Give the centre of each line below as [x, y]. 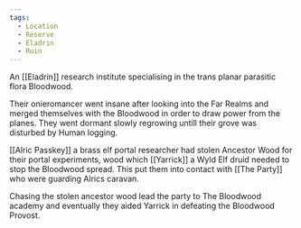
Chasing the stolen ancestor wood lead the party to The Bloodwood [136, 196]
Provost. [25, 215]
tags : [19, 18]
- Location [38, 26]
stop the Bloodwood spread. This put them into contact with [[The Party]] [146, 169]
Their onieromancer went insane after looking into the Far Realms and [139, 104]
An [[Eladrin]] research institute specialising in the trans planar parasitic [143, 77]
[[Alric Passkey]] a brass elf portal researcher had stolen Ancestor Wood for [151, 150]
